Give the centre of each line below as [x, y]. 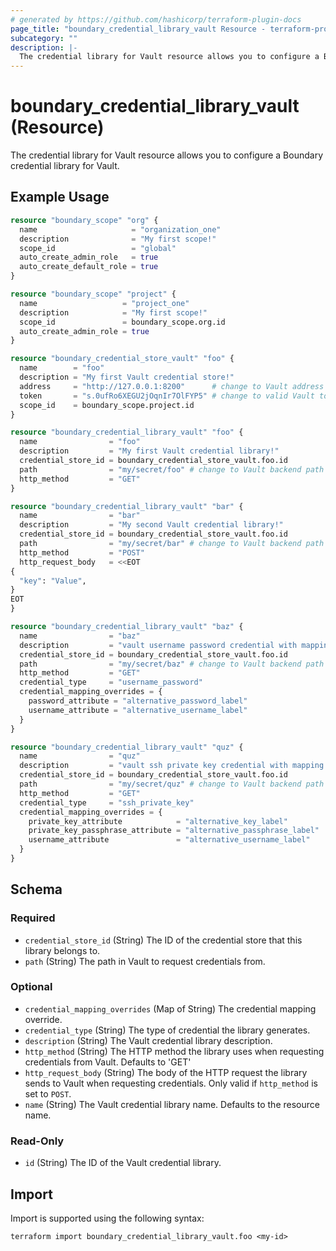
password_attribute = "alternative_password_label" [138, 701]
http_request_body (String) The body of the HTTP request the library [166, 1072]
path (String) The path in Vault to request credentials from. [145, 961]
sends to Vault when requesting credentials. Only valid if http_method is [171, 1083]
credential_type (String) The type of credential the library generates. [167, 1030]
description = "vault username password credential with [158, 645]
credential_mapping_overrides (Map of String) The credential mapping [170, 1008]
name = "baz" [80, 636]
